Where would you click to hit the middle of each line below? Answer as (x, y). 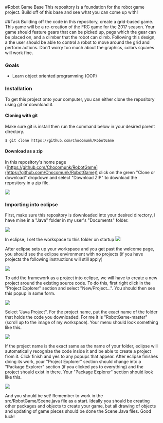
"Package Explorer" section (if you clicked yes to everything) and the (74, 367)
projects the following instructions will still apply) (54, 259)
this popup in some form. (30, 293)
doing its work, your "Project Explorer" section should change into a (73, 362)
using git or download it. (29, 104)
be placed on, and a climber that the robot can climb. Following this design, (80, 37)
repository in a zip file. (27, 183)
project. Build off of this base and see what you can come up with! (72, 12)
